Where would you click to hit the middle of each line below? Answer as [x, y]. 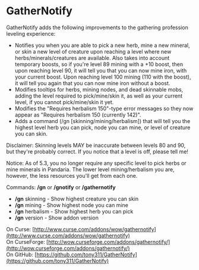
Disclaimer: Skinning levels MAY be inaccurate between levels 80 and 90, [96, 145]
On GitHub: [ [21, 255]
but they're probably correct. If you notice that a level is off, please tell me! [97, 151]
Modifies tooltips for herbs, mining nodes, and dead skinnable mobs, [99, 89]
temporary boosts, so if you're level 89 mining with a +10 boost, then [99, 64]
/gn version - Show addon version [57, 218]
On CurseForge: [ [27, 241]
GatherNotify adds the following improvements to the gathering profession [97, 27]
